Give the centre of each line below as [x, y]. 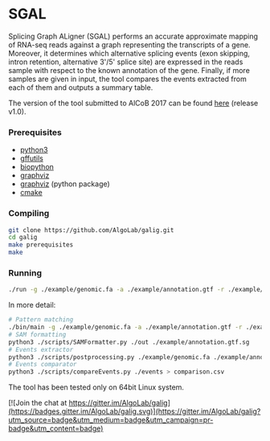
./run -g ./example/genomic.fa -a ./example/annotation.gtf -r [117, 290]
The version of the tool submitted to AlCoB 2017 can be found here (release [133, 103]
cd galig [23, 238]
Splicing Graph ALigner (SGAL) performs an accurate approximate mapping [133, 36]
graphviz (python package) [65, 184]
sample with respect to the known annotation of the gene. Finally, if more [129, 70]
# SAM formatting [37, 334]
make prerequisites [41, 245]
